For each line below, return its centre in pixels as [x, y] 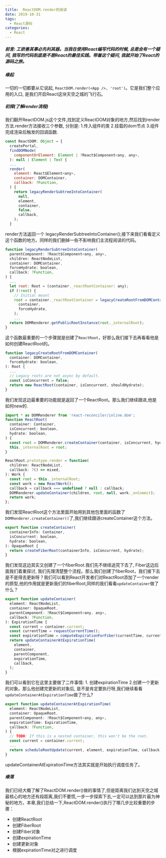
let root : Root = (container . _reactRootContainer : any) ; [69, 286]
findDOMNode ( [23, 151]
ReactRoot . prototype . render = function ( [47, 461]
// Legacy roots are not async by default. [55, 376]
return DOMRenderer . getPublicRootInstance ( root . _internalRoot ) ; [77, 323]
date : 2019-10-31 [23, 14]
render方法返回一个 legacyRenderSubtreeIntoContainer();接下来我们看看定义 [83, 234]
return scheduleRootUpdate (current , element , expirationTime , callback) [86, 750]
